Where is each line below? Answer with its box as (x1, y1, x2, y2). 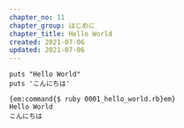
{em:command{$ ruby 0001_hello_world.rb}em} (9, 94, 176, 104)
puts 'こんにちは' (9, 79, 71, 88)
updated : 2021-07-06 (9, 46, 86, 55)
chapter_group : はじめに (9, 21, 96, 30)
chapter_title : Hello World (9, 29, 113, 38)
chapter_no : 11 (9, 12, 65, 22)
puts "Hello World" (9, 70, 81, 79)
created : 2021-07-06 (9, 37, 86, 47)
